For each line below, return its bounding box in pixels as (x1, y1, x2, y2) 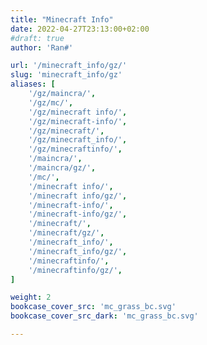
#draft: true (10, 33, 65, 43)
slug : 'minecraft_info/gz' (10, 70, 123, 80)
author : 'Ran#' (10, 42, 74, 53)
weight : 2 (10, 292, 52, 303)
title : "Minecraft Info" (10, 14, 114, 25)
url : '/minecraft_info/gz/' (10, 61, 128, 71)
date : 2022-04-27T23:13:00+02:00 (10, 24, 150, 34)
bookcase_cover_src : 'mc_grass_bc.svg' (10, 302, 177, 312)
